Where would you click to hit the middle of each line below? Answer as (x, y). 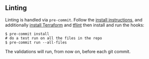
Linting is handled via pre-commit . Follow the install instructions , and (74, 20)
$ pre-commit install (27, 34)
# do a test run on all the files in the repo (54, 38)
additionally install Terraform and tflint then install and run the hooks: (75, 25)
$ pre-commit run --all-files (36, 42)
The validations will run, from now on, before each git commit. (68, 51)
